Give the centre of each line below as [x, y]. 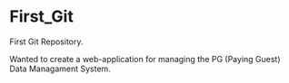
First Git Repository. [46, 41]
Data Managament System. [60, 69]
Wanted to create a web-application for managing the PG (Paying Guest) [145, 59]
